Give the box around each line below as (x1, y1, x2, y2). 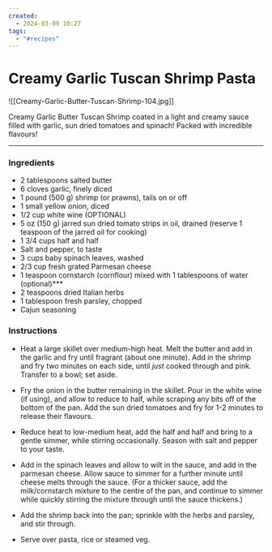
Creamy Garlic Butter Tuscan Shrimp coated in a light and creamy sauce (8, 112, 249, 122)
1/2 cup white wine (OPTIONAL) (19, 210, 127, 220)
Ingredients (8, 157, 55, 169)
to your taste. (19, 444, 65, 454)
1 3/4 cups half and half (19, 236, 100, 246)
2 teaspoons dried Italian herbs (19, 287, 125, 297)
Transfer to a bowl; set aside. (19, 369, 117, 379)
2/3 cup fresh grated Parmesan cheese (19, 261, 151, 272)
